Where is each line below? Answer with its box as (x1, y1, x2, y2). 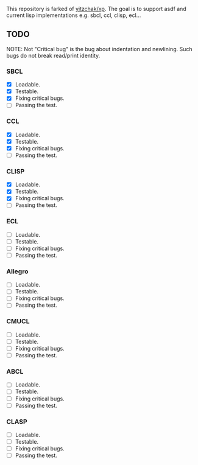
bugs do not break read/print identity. (6, 52, 101, 59)
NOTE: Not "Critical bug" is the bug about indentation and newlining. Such (6, 45, 193, 52)
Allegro (6, 267, 29, 276)
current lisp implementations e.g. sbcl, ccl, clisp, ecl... (6, 12, 141, 19)
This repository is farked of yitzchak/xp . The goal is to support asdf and (6, 5, 187, 12)
